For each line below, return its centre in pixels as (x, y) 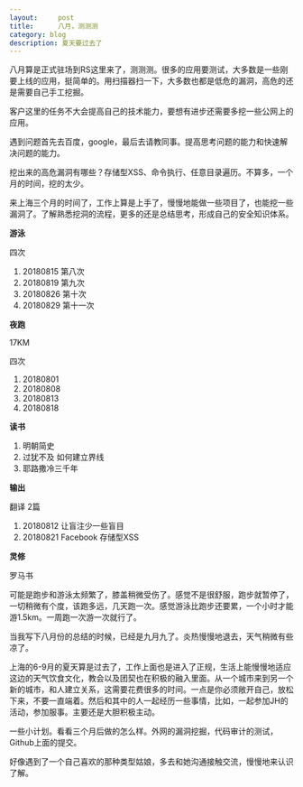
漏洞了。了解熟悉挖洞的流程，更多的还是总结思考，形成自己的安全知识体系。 (151, 214)
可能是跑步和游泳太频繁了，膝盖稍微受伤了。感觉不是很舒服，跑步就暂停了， (151, 595)
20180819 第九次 (54, 283)
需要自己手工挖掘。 (52, 92)
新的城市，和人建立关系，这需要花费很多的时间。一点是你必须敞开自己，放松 (151, 690)
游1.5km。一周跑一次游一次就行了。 (75, 617)
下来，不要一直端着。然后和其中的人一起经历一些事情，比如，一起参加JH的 (149, 701)
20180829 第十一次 (58, 306)
